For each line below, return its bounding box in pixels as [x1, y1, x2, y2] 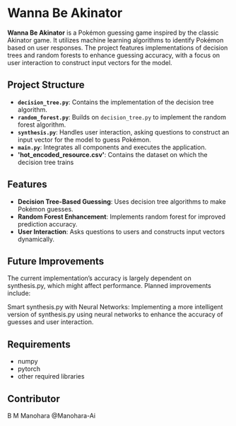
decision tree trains [17, 158, 74, 166]
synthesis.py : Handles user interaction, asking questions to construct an [17, 127, 230, 136]
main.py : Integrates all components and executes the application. [17, 143, 207, 151]
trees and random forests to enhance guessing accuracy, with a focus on [7, 51, 220, 59]
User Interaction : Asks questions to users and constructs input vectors [17, 227, 225, 236]
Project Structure [7, 79, 85, 91]
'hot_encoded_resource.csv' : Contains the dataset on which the [17, 150, 208, 159]
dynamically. [17, 235, 55, 243]
